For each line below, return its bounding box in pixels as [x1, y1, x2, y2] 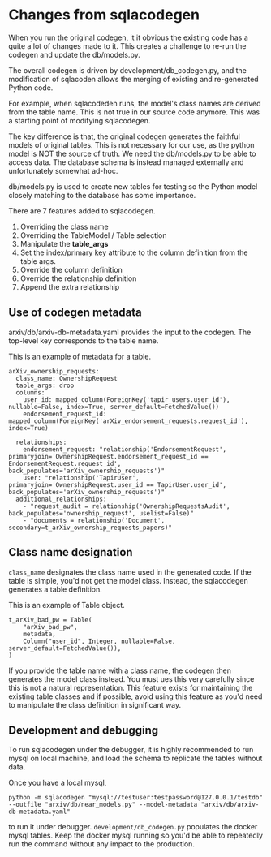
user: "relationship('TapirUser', [23, 473, 140, 482]
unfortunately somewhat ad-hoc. [8, 166, 118, 175]
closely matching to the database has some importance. [8, 190, 196, 200]
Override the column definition [19, 265, 123, 274]
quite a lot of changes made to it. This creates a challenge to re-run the [8, 41, 247, 50]
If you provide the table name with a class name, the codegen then [8, 665, 232, 675]
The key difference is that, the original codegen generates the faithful [8, 131, 241, 141]
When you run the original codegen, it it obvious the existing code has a [8, 32, 249, 42]
